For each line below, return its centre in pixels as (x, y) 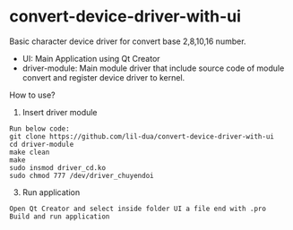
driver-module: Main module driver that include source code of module (153, 68)
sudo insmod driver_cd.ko (57, 167)
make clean (30, 152)
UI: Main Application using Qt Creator (91, 58)
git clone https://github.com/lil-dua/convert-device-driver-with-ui (142, 136)
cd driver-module (42, 144)
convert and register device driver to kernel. (103, 77)
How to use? (32, 95)
